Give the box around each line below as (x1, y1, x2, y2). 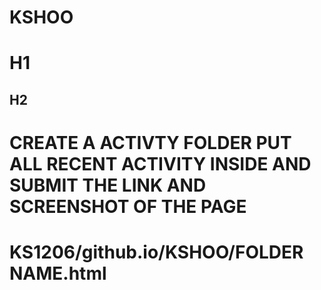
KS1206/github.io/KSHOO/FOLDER (9, 241, 304, 264)
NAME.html (9, 262, 107, 285)
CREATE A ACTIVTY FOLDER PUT (9, 131, 292, 154)
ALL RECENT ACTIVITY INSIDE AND (9, 152, 312, 175)
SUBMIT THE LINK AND (9, 174, 207, 196)
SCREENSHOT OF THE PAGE (9, 195, 247, 218)
